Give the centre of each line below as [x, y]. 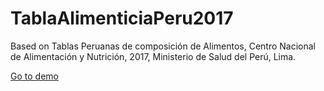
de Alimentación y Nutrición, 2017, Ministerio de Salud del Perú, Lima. [153, 56]
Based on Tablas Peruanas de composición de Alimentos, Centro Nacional [163, 46]
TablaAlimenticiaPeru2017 [122, 18]
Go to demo [34, 76]
